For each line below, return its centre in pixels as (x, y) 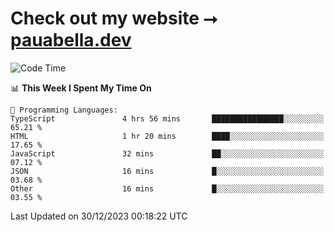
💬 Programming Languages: (64, 110)
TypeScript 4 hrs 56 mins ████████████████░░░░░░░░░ (167, 118)
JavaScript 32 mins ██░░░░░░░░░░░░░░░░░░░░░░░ (167, 153)
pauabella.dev (71, 40)
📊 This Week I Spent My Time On (81, 88)
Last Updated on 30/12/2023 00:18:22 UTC (99, 216)
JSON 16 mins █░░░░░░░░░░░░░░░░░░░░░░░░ (167, 171)
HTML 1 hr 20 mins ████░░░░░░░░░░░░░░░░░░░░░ (167, 136)
